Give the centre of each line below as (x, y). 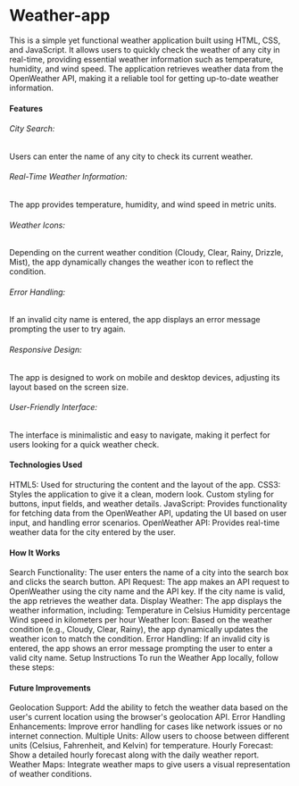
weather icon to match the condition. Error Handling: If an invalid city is (140, 639)
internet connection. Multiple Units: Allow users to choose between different (149, 736)
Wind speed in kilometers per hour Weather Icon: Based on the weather (141, 620)
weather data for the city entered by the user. (92, 531)
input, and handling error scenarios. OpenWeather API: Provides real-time (145, 523)
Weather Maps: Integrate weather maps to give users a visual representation (150, 765)
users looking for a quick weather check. (84, 444)
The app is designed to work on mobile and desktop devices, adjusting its (145, 377)
